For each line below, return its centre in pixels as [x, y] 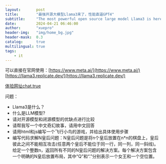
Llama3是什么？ [28, 107]
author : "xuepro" [30, 28]
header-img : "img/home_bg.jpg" [40, 33]
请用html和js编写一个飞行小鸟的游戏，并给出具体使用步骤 [70, 132]
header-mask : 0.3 [24, 38]
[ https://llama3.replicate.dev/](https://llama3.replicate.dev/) [65, 76]
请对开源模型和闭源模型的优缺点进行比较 [53, 120]
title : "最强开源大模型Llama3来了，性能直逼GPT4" [60, 14]
